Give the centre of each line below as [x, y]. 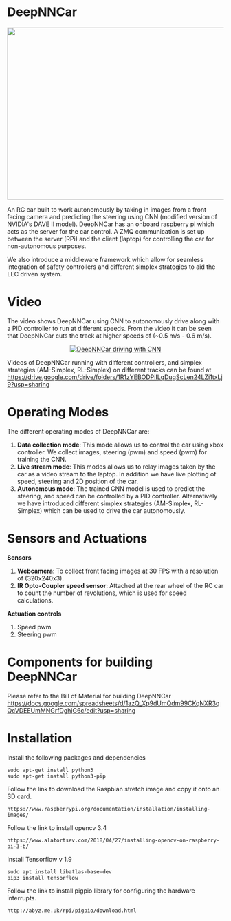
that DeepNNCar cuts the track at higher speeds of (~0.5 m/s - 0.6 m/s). [109, 336]
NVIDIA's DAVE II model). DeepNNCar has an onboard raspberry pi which [111, 224]
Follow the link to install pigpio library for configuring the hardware [101, 891]
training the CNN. [42, 459]
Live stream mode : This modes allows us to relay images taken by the [116, 467]
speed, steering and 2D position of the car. [78, 481]
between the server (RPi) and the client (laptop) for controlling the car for [111, 239]
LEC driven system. [35, 274]
